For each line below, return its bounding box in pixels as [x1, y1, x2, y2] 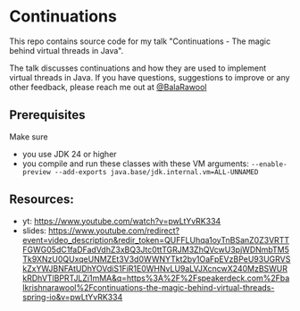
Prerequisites [9, 107, 86, 122]
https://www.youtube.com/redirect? [48, 225, 180, 236]
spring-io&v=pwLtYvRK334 [21, 291, 123, 302]
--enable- [251, 159, 287, 169]
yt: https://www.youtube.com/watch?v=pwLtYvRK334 [21, 215, 221, 226]
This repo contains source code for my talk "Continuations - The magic [9, 36, 271, 46]
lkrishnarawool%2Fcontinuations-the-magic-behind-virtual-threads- [21, 282, 275, 292]
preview [21, 167, 51, 176]
